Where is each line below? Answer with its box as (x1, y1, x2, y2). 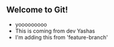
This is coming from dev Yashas (15, 27, 95, 34)
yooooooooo (15, 20, 47, 28)
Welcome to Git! (6, 5, 69, 15)
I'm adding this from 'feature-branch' (15, 33, 108, 41)
